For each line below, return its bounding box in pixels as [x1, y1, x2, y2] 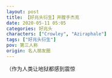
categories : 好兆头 [6, 25, 53, 32]
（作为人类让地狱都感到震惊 [6, 65, 76, 72]
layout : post [6, 8, 39, 15]
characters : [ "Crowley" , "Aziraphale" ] [6, 31, 107, 37]
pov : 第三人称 [6, 43, 38, 49]
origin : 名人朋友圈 [6, 48, 51, 54]
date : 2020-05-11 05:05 [6, 20, 67, 26]
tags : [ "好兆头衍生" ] [6, 37, 56, 43]
